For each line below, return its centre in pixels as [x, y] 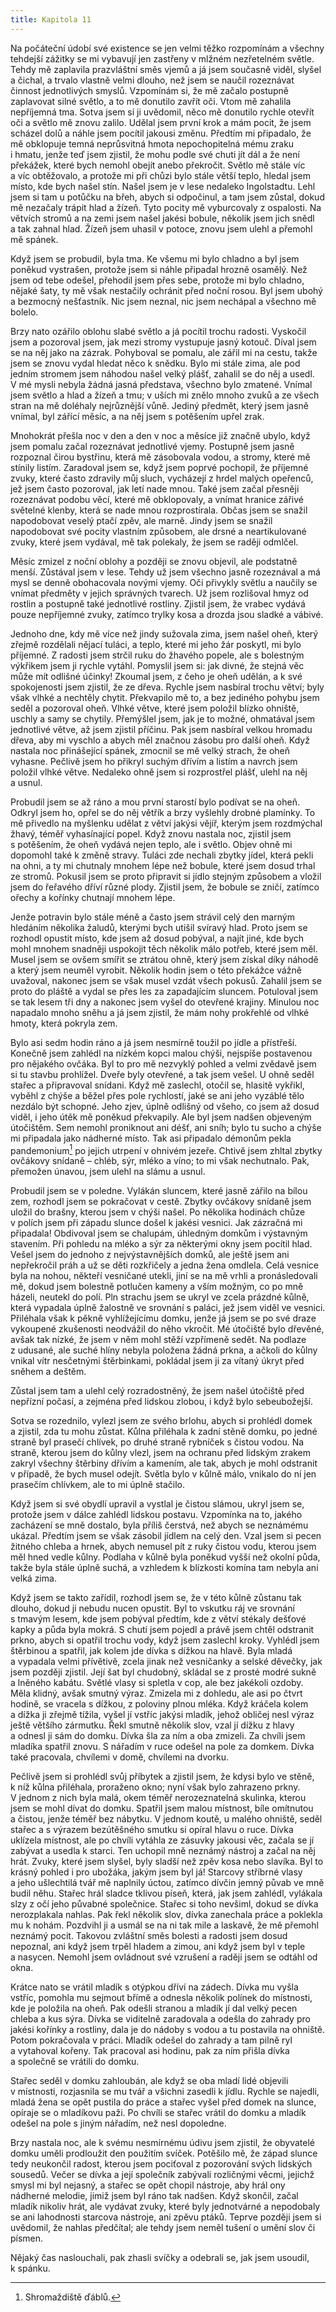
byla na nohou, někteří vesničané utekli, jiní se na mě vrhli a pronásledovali [164, 1276]
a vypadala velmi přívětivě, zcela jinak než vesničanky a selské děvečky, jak [166, 1662]
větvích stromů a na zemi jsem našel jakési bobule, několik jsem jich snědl [162, 218]
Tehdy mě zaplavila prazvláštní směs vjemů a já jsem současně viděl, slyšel [166, 69]
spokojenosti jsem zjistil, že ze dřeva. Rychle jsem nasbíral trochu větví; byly [167, 687]
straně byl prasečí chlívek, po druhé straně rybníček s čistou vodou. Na [157, 1442]
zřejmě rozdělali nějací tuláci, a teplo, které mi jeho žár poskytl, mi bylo [156, 644]
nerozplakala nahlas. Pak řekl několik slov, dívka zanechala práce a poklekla [166, 1915]
